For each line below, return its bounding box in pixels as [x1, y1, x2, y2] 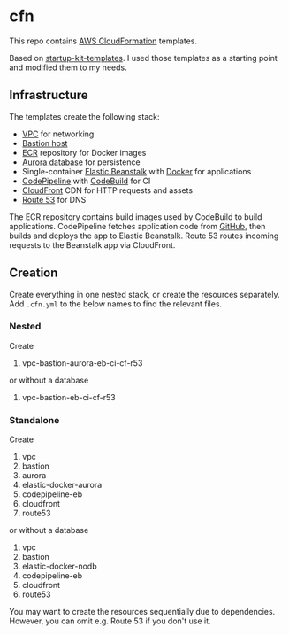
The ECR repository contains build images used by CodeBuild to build [9, 211, 262, 222]
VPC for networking [21, 128, 95, 139]
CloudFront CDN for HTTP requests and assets [21, 184, 193, 196]
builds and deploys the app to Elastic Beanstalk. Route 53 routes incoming [9, 230, 279, 241]
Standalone [9, 414, 60, 426]
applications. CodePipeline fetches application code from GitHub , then [9, 221, 266, 231]
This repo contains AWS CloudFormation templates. [9, 35, 197, 46]
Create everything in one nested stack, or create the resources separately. [9, 289, 280, 299]
